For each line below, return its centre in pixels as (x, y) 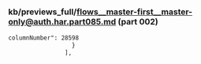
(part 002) (138, 21)
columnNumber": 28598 (44, 38)
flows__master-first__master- (134, 12)
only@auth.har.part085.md (62, 21)
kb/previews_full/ (43, 12)
